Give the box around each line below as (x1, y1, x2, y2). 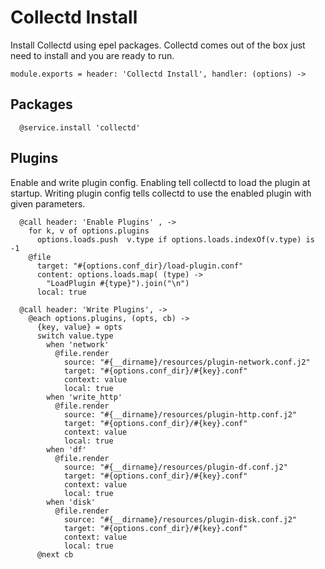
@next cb (36, 549, 74, 560)
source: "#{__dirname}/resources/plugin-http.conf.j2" (63, 409, 298, 420)
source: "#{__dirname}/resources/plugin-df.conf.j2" (63, 462, 288, 472)
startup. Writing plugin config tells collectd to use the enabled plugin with (10, 187, 312, 199)
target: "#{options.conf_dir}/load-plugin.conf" (36, 261, 244, 271)
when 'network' (46, 339, 110, 350)
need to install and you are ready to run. (10, 49, 175, 61)
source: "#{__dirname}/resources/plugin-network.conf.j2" (63, 357, 311, 367)
